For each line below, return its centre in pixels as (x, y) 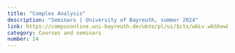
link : (15, 26)
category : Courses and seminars (54, 33)
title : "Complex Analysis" (47, 13)
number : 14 (23, 39)
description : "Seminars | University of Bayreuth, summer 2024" (103, 20)
